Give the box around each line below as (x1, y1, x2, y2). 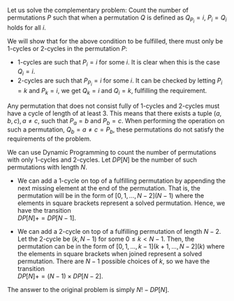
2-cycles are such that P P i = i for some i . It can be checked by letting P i (17, 76, 223, 87)
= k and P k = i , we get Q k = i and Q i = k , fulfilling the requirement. (17, 86, 207, 97)
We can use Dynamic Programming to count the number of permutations (7, 148, 217, 157)
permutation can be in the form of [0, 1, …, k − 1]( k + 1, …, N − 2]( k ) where (17, 242, 225, 251)
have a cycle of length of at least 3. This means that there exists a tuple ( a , (7, 108, 222, 118)
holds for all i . (7, 24, 47, 32)
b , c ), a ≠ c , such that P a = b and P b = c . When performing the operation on (7, 116, 225, 127)
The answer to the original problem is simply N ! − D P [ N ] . (7, 286, 170, 294)
